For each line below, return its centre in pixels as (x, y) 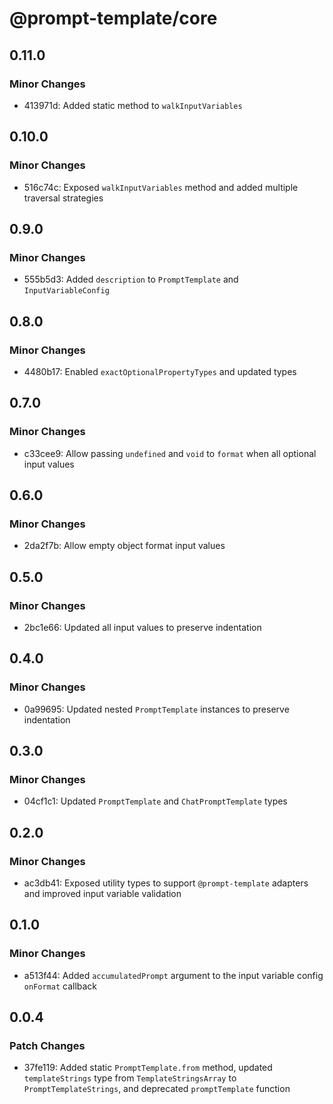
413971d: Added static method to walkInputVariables (133, 105)
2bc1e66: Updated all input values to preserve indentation (142, 627)
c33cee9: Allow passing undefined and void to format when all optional (170, 453)
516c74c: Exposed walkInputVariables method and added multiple (161, 187)
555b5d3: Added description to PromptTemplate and (131, 279)
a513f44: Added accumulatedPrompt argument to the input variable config (173, 975)
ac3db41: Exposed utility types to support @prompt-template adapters (166, 883)
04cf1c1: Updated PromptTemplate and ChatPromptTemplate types (155, 801)
